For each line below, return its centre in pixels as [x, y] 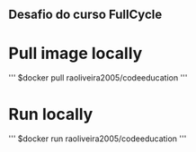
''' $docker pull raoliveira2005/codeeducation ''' [98, 78]
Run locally [51, 114]
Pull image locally [76, 53]
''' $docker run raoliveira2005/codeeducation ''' [98, 139]
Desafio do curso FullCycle [85, 15]
